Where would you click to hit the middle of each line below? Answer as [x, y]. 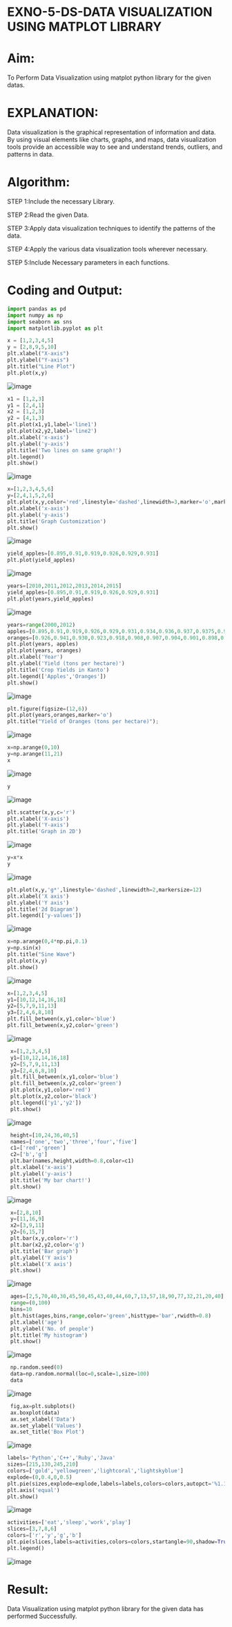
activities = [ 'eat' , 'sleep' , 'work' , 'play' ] [69, 1522]
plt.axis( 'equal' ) [33, 1490]
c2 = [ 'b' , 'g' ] [29, 1155]
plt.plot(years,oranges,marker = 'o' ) [60, 715]
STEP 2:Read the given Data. [48, 215]
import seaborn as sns [40, 322]
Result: [28, 1590]
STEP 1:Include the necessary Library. [61, 201]
